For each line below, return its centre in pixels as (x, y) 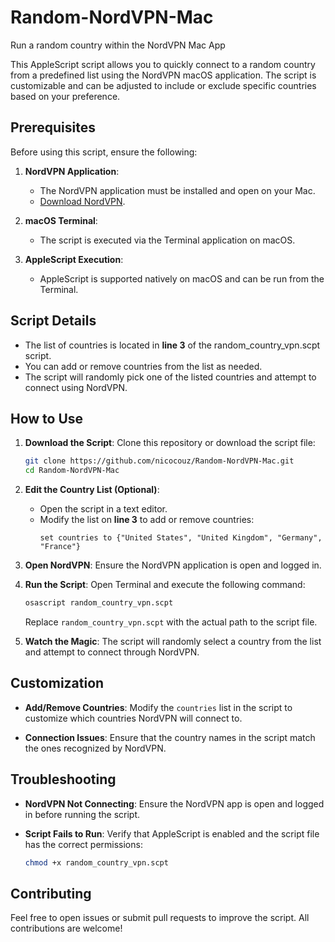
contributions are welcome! (66, 928)
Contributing (51, 893)
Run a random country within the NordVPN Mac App (118, 45)
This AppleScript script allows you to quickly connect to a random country (163, 64)
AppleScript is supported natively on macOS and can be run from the (182, 278)
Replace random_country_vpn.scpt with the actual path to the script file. (171, 622)
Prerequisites (53, 127)
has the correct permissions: (83, 844)
